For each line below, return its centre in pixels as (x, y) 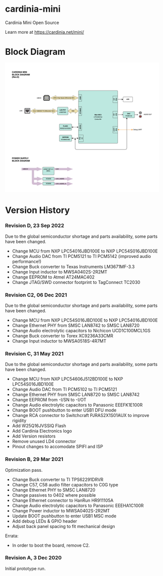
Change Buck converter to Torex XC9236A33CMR (62, 336)
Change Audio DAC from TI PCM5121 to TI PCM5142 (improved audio (81, 256)
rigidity (19, 421)
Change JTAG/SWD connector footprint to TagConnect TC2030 (76, 282)
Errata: (12, 536)
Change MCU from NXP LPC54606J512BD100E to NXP (68, 379)
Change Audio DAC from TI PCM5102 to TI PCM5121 (64, 390)
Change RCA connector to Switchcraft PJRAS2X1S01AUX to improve (81, 415)
